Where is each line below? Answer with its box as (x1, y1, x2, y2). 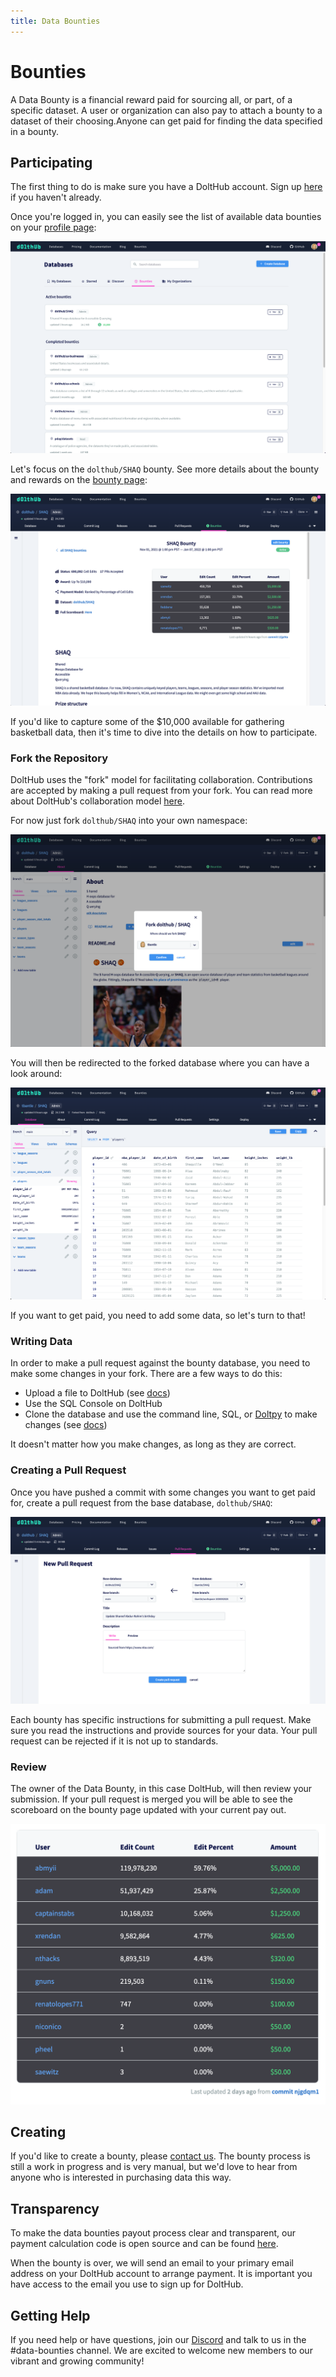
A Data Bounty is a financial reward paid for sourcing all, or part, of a (10, 93, 293, 105)
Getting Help (10, 2307, 91, 2324)
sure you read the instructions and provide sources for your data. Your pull (10, 1724, 318, 1736)
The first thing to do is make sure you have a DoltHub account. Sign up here (10, 181, 323, 193)
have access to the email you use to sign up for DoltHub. (10, 2278, 244, 2290)
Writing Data (10, 1335, 73, 1349)
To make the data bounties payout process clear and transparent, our (10, 2227, 297, 2239)
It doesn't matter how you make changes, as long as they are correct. (10, 1438, 297, 1450)
